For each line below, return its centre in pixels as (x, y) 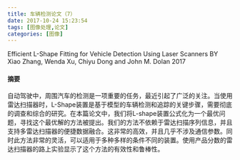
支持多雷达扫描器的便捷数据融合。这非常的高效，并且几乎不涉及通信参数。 (117, 132)
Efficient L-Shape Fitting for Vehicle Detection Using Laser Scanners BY (113, 54)
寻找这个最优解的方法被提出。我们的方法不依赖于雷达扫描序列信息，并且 (126, 122)
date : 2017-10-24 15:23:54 (47, 21)
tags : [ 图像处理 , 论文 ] (38, 27)
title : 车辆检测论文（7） (42, 14)
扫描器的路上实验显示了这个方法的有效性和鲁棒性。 (89, 149)
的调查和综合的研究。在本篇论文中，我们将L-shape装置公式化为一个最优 (113, 114)
